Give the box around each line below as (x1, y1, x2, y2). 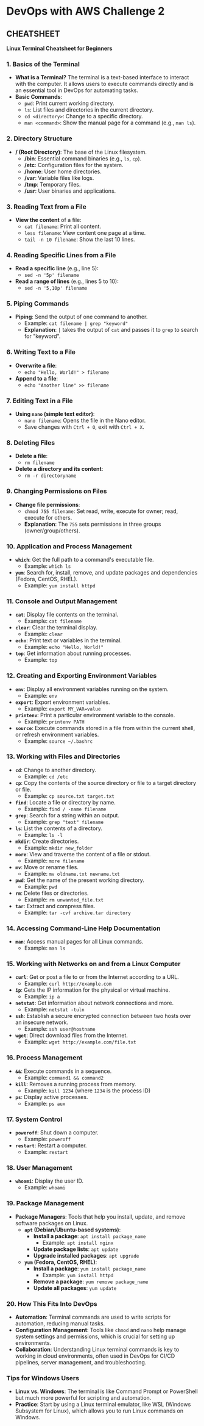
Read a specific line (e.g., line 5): (15, 265, 99, 272)
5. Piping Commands (6, 299, 69, 308)
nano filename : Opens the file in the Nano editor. (24, 417, 146, 425)
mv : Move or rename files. (15, 863, 79, 870)
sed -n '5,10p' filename (24, 285, 88, 292)
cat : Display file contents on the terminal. (15, 611, 119, 618)
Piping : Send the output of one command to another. (15, 313, 148, 321)
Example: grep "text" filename (24, 818, 104, 825)
